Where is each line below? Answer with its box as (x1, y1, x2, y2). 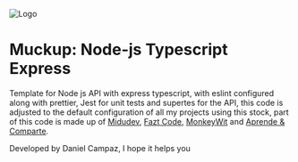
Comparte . (9, 126, 49, 136)
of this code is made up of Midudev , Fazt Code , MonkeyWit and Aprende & (9, 116, 285, 126)
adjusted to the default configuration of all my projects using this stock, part (9, 107, 289, 117)
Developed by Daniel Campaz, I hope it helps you (9, 142, 191, 153)
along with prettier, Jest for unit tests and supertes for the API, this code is (9, 97, 284, 108)
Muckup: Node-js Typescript (9, 40, 228, 60)
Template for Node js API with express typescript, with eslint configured (9, 87, 275, 98)
